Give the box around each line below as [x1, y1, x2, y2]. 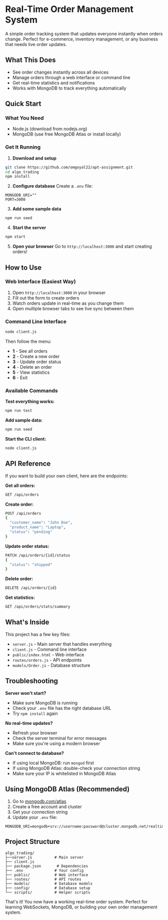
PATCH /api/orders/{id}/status [5, 553, 70, 558]
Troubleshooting [5, 677, 58, 685]
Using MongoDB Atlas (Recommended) [5, 785, 130, 793]
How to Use [5, 263, 42, 272]
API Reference [5, 459, 51, 468]
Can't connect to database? [5, 750, 64, 756]
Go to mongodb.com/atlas [12, 798, 66, 804]
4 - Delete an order [12, 364, 52, 370]
